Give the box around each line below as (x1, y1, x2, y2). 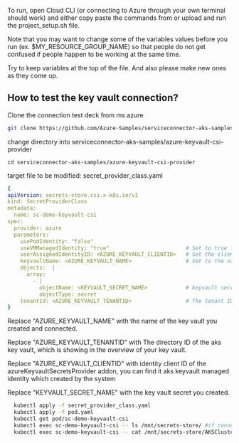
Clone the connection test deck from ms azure (7, 110, 144, 119)
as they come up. (7, 71, 58, 80)
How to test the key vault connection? (7, 92, 179, 104)
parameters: (14, 231, 50, 238)
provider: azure (14, 224, 62, 232)
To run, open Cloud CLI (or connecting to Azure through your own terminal (7, 6, 225, 14)
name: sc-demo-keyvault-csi (14, 211, 97, 219)
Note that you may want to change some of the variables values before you (7, 35, 228, 43)
